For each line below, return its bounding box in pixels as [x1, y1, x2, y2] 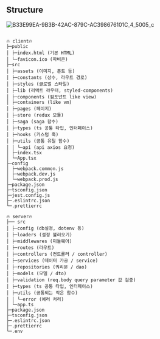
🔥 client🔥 [6, 38, 32, 44]
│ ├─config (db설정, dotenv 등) [6, 225, 85, 231]
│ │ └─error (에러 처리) [6, 296, 64, 303]
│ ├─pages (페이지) [6, 106, 52, 112]
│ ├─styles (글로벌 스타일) [6, 81, 70, 87]
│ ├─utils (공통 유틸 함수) [6, 138, 70, 144]
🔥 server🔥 [6, 213, 32, 219]
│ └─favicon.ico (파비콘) [6, 56, 68, 63]
